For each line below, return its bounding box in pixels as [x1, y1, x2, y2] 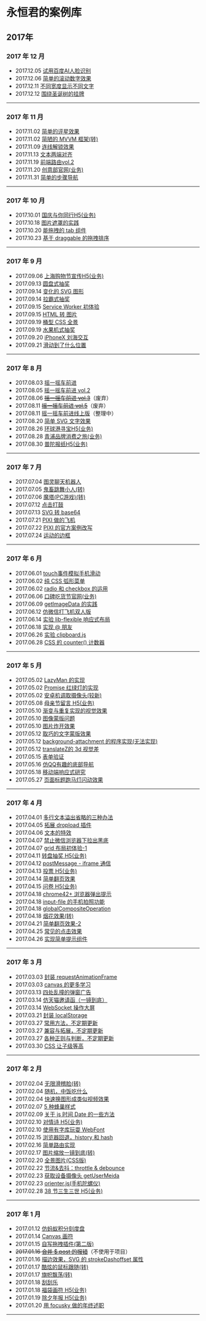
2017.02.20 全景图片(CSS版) [15, 1156, 86, 1164]
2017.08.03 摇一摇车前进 [15, 379, 77, 387]
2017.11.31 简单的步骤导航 [15, 174, 78, 181]
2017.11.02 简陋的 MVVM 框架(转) [15, 136, 99, 143]
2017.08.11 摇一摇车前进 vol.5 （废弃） [15, 402, 109, 409]
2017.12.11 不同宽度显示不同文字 [15, 82, 94, 90]
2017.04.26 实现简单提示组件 [15, 936, 88, 943]
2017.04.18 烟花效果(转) [15, 912, 74, 920]
